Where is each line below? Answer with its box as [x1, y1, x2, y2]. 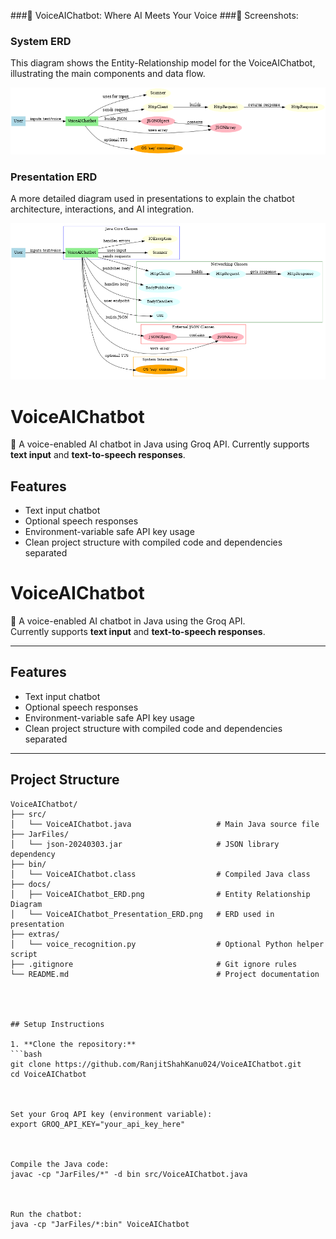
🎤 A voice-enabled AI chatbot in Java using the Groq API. [10, 615, 246, 627]
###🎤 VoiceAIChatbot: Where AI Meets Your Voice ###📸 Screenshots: [10, 10, 299, 21]
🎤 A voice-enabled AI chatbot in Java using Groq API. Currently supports [10, 438, 310, 450]
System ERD [10, 34, 72, 48]
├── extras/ [10, 929, 60, 939]
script [10, 949, 38, 959]
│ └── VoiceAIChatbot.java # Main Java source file [10, 819, 320, 829]
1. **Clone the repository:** [10, 1039, 137, 1049]
